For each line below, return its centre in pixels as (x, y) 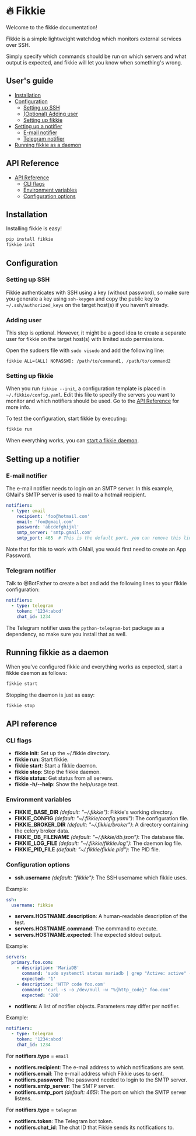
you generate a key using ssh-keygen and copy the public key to (83, 299)
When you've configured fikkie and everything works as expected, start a (94, 667)
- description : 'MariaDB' (48, 968)
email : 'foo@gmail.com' (45, 522)
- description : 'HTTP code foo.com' (61, 984)
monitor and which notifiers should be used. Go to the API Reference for (93, 401)
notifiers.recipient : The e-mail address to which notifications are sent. (99, 1067)
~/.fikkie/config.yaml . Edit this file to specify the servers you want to (91, 395)
